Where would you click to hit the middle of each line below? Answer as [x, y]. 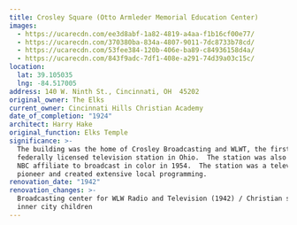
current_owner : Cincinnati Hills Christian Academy [106, 108]
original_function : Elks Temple [69, 133]
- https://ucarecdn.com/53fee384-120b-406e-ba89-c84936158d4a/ [136, 50]
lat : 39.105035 [45, 75]
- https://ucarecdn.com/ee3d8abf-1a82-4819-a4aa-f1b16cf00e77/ [136, 34]
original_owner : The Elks [57, 100]
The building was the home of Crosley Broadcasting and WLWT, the [142, 149]
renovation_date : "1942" [55, 182]
